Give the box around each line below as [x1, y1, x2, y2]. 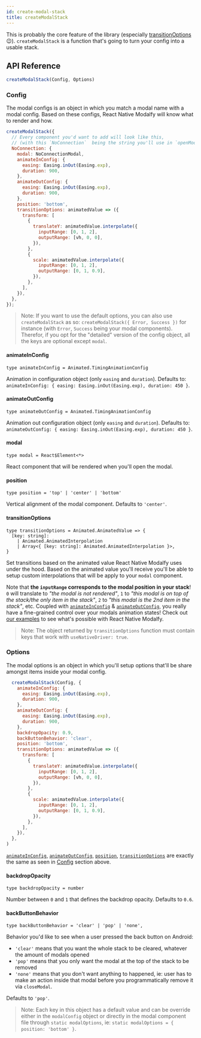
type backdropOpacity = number [6, 885, 84, 891]
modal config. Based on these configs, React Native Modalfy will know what [6, 111, 194, 118]
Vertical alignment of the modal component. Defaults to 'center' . [6, 501, 167, 508]
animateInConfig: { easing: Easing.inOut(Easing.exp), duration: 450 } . [6, 382, 190, 389]
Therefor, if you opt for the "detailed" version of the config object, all [20, 331, 190, 338]
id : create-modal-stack [6, 8, 66, 15]
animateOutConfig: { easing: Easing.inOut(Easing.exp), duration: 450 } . [6, 425, 193, 432]
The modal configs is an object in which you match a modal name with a [6, 104, 184, 111]
